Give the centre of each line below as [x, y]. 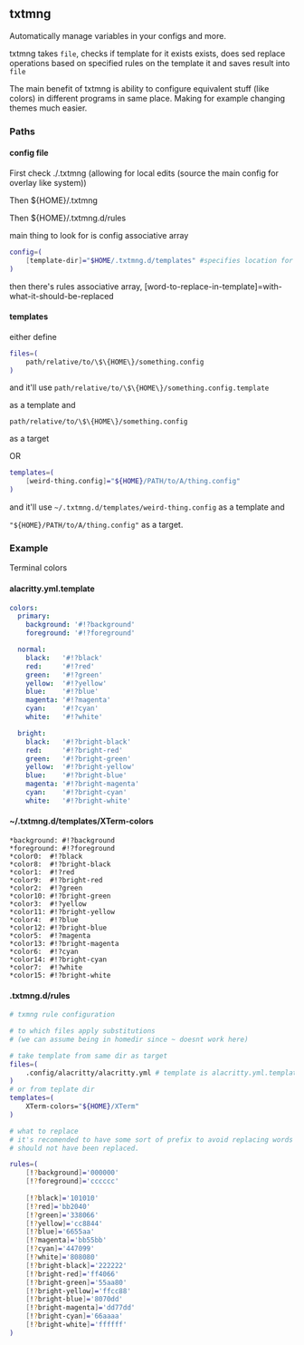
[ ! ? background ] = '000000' [72, 1173]
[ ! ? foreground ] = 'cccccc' [72, 1182]
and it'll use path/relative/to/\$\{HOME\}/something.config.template [139, 387]
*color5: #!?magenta [50, 936]
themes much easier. [48, 108]
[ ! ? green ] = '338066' [62, 1215]
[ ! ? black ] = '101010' [62, 1198]
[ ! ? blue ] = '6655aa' [60, 1232]
